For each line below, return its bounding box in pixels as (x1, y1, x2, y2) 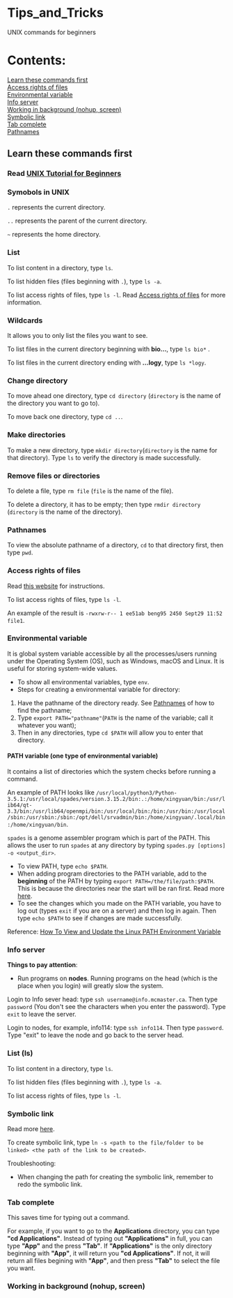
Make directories (7, 430, 66, 440)
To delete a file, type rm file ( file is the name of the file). (7, 487, 174, 495)
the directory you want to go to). (7, 399, 100, 408)
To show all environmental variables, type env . (17, 677, 150, 686)
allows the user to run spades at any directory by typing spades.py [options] (7, 841, 226, 850)
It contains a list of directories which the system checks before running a (7, 767, 216, 776)
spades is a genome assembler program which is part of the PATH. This (7, 834, 211, 842)
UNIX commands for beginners (7, 28, 96, 36)
